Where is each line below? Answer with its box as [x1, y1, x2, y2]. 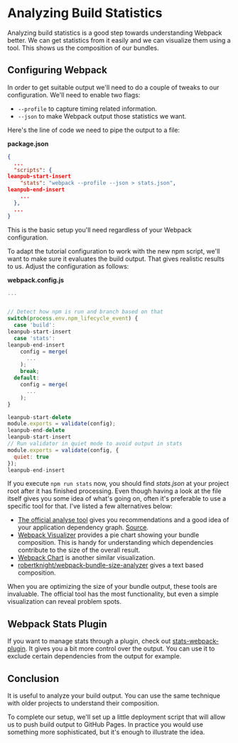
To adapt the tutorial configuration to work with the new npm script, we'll [7, 246, 220, 255]
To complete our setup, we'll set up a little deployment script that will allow [7, 712, 226, 721]
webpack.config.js [7, 276, 65, 284]
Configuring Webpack [7, 64, 108, 76]
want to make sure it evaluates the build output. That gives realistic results [7, 254, 225, 263]
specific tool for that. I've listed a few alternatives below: [7, 502, 173, 511]
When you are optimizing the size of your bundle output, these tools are [7, 582, 217, 591]
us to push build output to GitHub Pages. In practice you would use [7, 720, 204, 729]
